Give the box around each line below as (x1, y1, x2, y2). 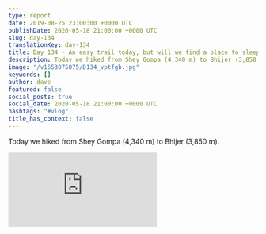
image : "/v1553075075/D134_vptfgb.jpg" (8, 63, 140, 71)
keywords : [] (8, 71, 51, 79)
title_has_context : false (8, 115, 93, 123)
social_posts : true (8, 93, 73, 101)
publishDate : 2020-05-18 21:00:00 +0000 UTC (8, 26, 158, 34)
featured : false (8, 85, 62, 94)
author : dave (8, 78, 51, 86)
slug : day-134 (8, 33, 55, 42)
